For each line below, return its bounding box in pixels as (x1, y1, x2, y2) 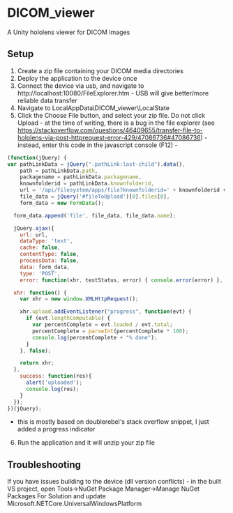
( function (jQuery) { (7, 154, 68, 161)
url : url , (20, 231, 49, 238)
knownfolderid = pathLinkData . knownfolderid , (20, 180, 155, 187)
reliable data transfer (17, 96, 78, 105)
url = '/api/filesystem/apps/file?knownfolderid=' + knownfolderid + (20, 187, 227, 194)
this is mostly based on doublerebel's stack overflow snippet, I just (17, 418, 209, 426)
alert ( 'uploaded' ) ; (25, 379, 82, 386)
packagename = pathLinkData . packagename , (20, 174, 142, 181)
